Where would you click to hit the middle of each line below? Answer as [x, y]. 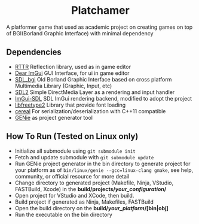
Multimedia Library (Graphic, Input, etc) [63, 86]
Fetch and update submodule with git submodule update [84, 157]
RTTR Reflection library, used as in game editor [73, 66]
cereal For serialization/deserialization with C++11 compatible [90, 111]
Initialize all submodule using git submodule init [75, 151]
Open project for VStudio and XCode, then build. [74, 195]
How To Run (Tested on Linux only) [72, 136]
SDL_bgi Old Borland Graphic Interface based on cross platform [93, 79]
